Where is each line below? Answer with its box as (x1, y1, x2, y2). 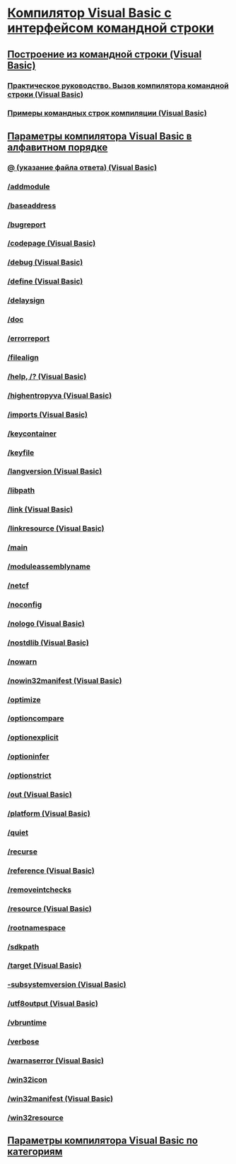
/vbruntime (7, 1018, 47, 1028)
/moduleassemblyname (7, 562, 90, 572)
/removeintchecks (7, 884, 72, 894)
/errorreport (7, 334, 50, 344)
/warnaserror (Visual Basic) (7, 1056, 105, 1066)
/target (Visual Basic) (7, 961, 82, 971)
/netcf (7, 581, 30, 591)
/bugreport (7, 220, 46, 230)
